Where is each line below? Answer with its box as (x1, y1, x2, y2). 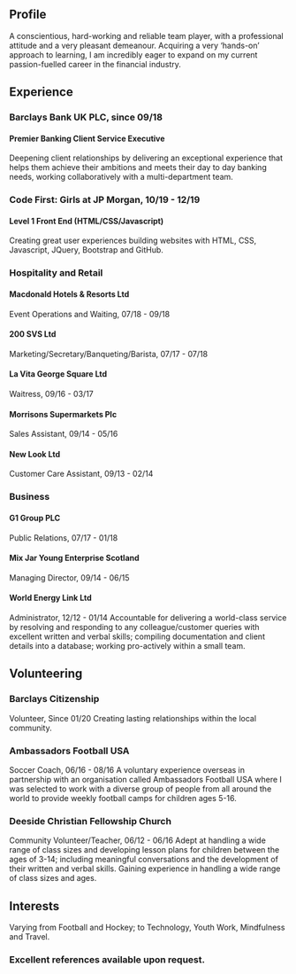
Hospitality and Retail (9, 267, 103, 279)
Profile (9, 7, 47, 22)
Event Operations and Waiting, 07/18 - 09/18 (9, 308, 171, 319)
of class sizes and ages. (9, 873, 97, 884)
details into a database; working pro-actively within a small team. (9, 640, 246, 651)
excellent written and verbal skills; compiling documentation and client (9, 631, 265, 642)
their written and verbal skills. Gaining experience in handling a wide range (9, 863, 281, 874)
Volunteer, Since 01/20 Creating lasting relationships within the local (9, 713, 257, 723)
